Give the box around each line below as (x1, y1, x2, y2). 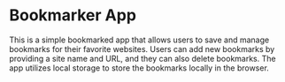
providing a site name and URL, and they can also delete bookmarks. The (9, 53, 276, 63)
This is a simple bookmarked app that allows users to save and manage (9, 34, 270, 45)
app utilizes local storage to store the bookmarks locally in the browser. (9, 63, 270, 73)
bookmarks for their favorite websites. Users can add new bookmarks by (9, 43, 275, 54)
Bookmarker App (9, 5, 137, 26)
